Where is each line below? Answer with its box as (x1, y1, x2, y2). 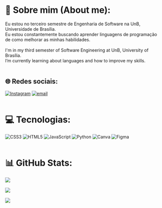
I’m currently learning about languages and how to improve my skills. (5, 57, 146, 63)
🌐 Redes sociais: (5, 77, 58, 86)
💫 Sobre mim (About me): (5, 4, 110, 16)
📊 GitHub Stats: (5, 157, 73, 168)
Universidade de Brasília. (5, 26, 56, 32)
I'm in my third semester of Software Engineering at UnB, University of (5, 47, 149, 53)
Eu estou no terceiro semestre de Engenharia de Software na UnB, (5, 21, 141, 27)
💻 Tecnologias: (5, 114, 71, 125)
